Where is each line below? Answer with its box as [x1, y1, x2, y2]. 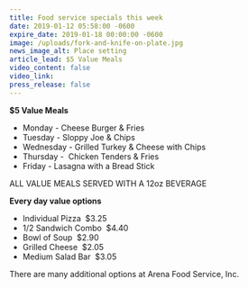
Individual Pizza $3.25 [22, 212, 107, 223]
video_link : [9, 72, 54, 81]
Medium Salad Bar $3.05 [22, 251, 117, 262]
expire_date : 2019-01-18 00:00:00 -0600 [9, 30, 164, 39]
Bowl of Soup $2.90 [22, 231, 99, 243]
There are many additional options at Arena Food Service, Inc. [9, 268, 240, 279]
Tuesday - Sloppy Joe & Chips [22, 131, 135, 142]
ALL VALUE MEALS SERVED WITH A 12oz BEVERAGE [9, 177, 207, 189]
